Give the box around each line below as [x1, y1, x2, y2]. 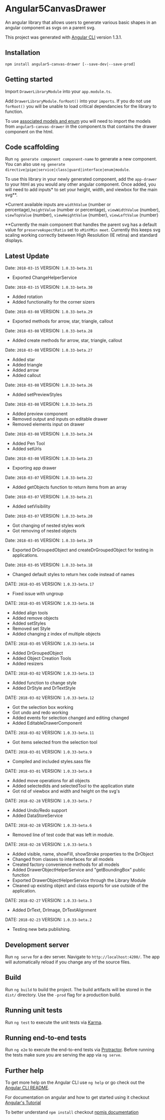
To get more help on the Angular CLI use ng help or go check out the [5, 1079, 145, 1085]
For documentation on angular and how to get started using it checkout [5, 1094, 150, 1100]
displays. [5, 237, 24, 243]
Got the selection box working [12, 704, 74, 710]
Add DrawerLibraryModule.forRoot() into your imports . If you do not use [5, 98, 151, 104]
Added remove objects [12, 615, 59, 621]
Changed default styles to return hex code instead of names [12, 572, 134, 578]
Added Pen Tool [12, 440, 45, 446]
